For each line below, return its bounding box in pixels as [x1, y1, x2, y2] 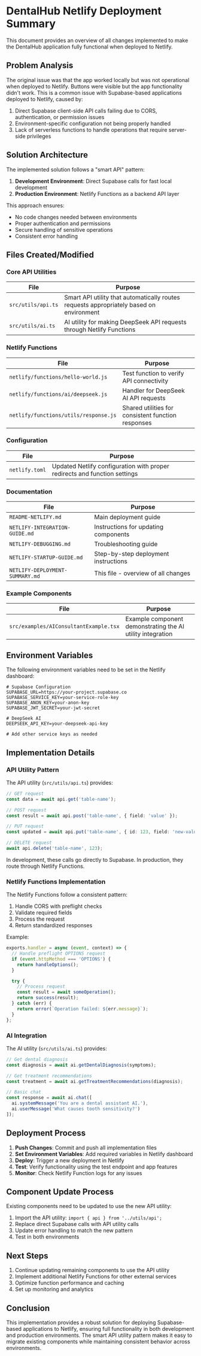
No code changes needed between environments [14, 213, 138, 220]
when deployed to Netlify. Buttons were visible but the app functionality [6, 83, 182, 90]
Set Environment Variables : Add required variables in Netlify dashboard [14, 1150, 193, 1157]
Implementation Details [6, 747, 95, 758]
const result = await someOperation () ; [17, 989, 117, 995]
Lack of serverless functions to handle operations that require [14, 126, 167, 133]
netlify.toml [9, 466, 47, 473]
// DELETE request [6, 840, 52, 846]
